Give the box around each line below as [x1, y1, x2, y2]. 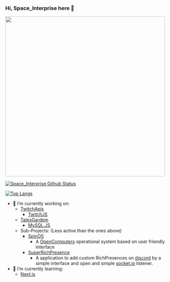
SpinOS [28, 233, 44, 240]
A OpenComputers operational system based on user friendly [35, 238, 165, 245]
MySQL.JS [28, 222, 51, 228]
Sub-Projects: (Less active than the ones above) [20, 228, 122, 234]
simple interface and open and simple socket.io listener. [35, 261, 153, 267]
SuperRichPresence [28, 249, 70, 255]
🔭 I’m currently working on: [12, 201, 70, 207]
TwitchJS [28, 211, 48, 218]
